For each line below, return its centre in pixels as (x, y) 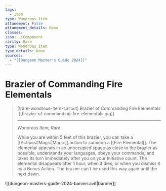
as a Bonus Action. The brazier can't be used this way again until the (87, 169)
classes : (14, 32)
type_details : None (25, 51)
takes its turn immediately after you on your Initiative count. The (82, 159)
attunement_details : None (32, 28)
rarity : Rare (19, 42)
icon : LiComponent (24, 37)
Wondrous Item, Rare (39, 128)
